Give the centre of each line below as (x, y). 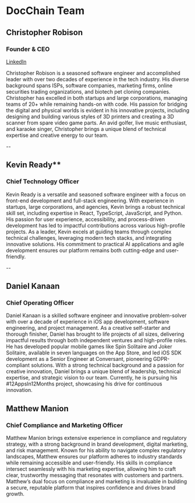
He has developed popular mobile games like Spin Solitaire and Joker (89, 347)
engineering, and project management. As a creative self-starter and (88, 328)
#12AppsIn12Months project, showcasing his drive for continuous (84, 384)
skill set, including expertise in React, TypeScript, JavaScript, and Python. (94, 213)
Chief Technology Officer (43, 181)
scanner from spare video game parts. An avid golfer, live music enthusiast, (97, 123)
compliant (18, 365)
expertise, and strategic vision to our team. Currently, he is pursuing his (92, 378)
